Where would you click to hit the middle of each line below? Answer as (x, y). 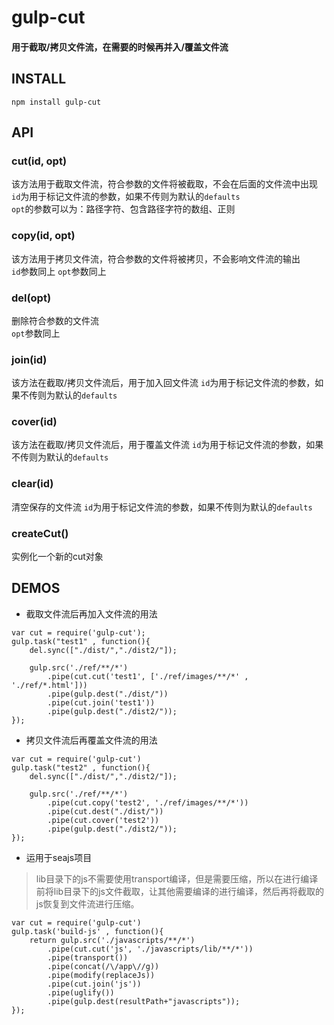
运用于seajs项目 (59, 857)
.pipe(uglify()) (81, 992)
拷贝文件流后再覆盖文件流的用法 (91, 740)
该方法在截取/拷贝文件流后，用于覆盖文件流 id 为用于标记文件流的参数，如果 (167, 445)
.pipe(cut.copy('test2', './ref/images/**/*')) (148, 802)
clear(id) (32, 484)
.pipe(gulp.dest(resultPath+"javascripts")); (144, 1001)
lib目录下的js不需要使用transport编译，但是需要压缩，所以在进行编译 (177, 878)
